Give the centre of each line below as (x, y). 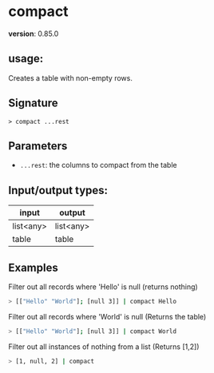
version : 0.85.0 (34, 34)
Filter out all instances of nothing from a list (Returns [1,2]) (104, 347)
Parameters (38, 146)
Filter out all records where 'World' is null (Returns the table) (107, 316)
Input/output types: (58, 190)
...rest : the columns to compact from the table (98, 165)
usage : (26, 59)
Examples (33, 267)
